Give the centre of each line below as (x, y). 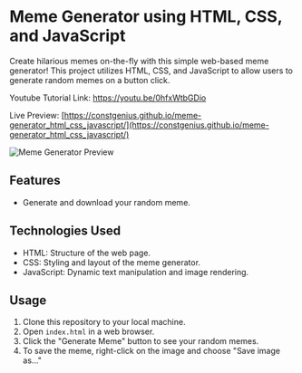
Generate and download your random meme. (106, 202)
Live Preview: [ (37, 115)
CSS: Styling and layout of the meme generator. (112, 262)
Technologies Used (65, 231)
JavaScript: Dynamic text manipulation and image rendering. (136, 272)
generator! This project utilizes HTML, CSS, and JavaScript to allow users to (151, 71)
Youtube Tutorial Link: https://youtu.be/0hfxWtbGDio (108, 98)
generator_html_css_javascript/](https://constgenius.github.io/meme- (139, 125)
